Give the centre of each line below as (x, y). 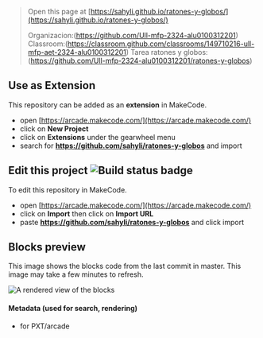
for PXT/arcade (44, 326)
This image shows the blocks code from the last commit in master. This (125, 266)
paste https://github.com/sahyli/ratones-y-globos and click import (132, 222)
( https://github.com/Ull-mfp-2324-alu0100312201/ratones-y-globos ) (140, 60)
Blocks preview (47, 247)
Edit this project (48, 171)
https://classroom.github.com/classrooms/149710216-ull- (161, 44)
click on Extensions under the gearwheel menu (98, 137)
